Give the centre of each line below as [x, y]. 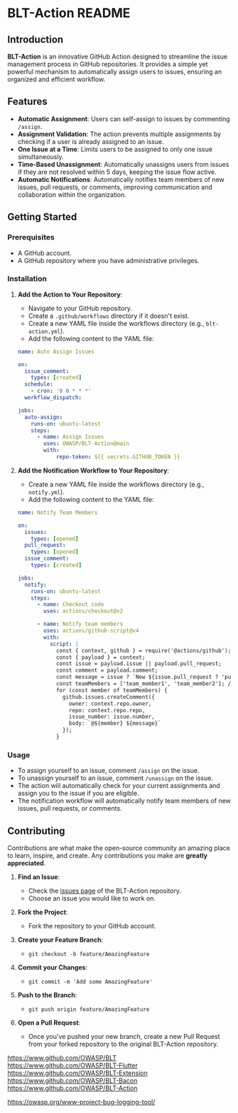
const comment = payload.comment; [107, 671]
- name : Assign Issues [70, 437]
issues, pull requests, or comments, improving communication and [115, 187]
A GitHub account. [45, 253]
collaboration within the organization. [72, 195]
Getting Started [42, 217]
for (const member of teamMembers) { [112, 690]
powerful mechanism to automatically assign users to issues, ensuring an [115, 72]
